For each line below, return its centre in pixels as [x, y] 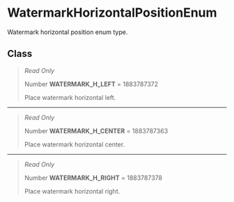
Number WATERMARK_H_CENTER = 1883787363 [96, 131]
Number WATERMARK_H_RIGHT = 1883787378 [93, 178]
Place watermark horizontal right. [72, 191]
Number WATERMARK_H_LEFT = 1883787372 [91, 84]
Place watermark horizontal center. [75, 144]
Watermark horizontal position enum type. [68, 32]
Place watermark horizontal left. [70, 97]
